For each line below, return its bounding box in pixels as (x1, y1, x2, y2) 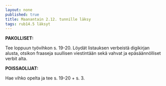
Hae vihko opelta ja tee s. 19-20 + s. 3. (5, 75, 85, 81)
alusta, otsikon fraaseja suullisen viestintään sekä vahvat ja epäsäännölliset (5, 50, 161, 56)
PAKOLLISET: (5, 35, 34, 41)
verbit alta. (5, 56, 28, 62)
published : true (5, 12, 39, 17)
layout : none (5, 7, 33, 13)
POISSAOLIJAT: (5, 65, 39, 71)
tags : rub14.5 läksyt (5, 21, 51, 27)
